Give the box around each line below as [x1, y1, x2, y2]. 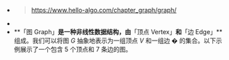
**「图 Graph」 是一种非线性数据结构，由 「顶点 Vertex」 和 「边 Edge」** [13, 28, 223, 36]
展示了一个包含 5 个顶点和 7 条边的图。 [19, 45, 132, 53]
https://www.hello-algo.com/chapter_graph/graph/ [31, 6, 177, 14]
